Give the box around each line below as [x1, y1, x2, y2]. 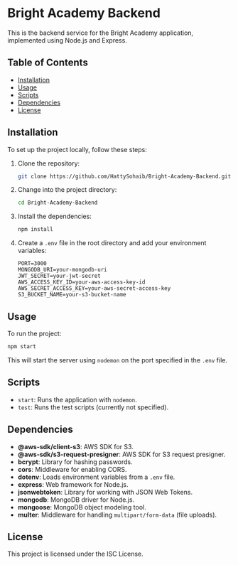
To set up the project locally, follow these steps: [7, 145, 148, 154]
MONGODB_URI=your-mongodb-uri [17, 267, 108, 274]
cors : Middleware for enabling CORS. [17, 465, 127, 473]
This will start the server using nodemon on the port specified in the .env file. [7, 355, 227, 364]
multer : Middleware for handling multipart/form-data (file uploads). [17, 510, 217, 519]
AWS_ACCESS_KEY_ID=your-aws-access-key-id [17, 279, 146, 286]
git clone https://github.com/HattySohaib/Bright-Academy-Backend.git [17, 173, 232, 180]
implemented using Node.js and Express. [7, 36, 128, 44]
